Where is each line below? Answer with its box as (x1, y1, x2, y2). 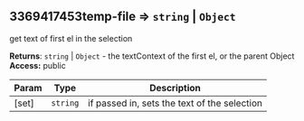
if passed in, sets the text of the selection (87, 97, 262, 109)
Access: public (9, 60, 66, 70)
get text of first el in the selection (9, 33, 133, 43)
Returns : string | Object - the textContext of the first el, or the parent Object (9, 51, 295, 61)
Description (148, 81, 202, 94)
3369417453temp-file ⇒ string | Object (9, 9, 236, 24)
